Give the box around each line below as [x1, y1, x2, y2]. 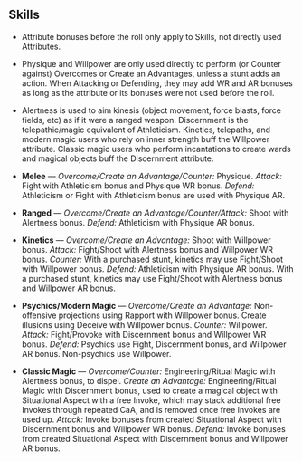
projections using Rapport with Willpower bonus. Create [58, 310, 268, 321]
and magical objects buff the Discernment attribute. [21, 153, 214, 164]
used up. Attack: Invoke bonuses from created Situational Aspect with [21, 414, 282, 425]
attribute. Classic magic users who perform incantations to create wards [21, 143, 291, 154]
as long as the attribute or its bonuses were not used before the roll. [21, 87, 275, 98]
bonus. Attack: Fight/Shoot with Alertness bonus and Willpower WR [21, 244, 273, 255]
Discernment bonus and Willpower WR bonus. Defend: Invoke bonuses [21, 423, 286, 434]
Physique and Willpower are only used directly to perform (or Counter [21, 58, 282, 69]
